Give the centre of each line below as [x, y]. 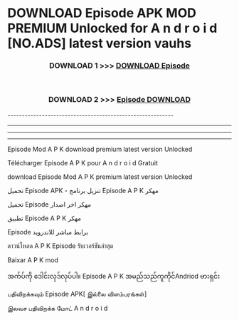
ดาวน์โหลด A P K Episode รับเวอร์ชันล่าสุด [60, 246]
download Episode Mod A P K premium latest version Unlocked [100, 177]
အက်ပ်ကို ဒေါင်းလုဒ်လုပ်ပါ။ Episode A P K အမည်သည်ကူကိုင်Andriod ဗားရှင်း [114, 276]
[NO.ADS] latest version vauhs [100, 43]
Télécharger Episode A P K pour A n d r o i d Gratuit [83, 162]
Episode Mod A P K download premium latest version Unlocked [100, 149]
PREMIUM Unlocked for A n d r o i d [112, 28]
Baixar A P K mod [33, 260]
